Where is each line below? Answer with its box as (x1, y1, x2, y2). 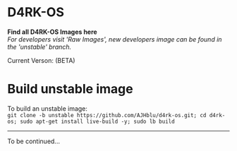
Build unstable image (7, 81, 133, 97)
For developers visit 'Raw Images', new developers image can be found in (7, 35, 222, 43)
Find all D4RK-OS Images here (7, 28, 97, 36)
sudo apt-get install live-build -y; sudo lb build (20, 118, 175, 125)
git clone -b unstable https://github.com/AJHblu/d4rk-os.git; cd (7, 111, 207, 119)
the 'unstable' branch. (7, 42, 72, 51)
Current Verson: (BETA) (7, 56, 75, 64)
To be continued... (7, 137, 60, 145)
